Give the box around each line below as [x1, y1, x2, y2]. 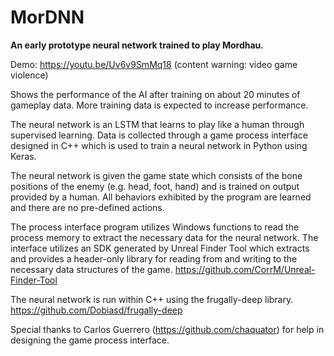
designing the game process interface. [10, 334, 170, 346]
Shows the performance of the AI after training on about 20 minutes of [10, 88, 301, 100]
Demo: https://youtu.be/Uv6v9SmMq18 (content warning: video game [10, 58, 298, 70]
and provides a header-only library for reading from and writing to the [10, 252, 298, 265]
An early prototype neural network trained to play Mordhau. [10, 39, 264, 51]
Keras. [10, 150, 37, 162]
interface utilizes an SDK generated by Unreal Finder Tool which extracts [10, 242, 310, 254]
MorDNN [10, 6, 85, 29]
